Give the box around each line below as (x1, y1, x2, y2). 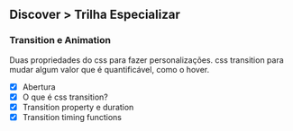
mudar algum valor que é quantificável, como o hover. (9, 64, 210, 74)
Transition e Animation (9, 34, 111, 47)
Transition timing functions (22, 111, 122, 122)
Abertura (22, 81, 56, 92)
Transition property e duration (22, 101, 134, 112)
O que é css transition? (22, 92, 108, 102)
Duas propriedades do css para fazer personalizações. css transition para (9, 54, 284, 65)
